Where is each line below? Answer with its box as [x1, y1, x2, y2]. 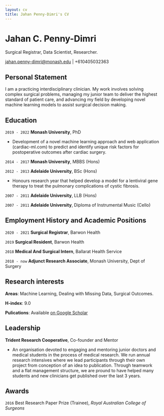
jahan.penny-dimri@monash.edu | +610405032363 [5, 59, 109, 64]
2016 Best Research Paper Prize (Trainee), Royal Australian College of [5, 400, 146, 406]
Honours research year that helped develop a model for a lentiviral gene [12, 178, 158, 184]
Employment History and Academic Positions [5, 216, 146, 224]
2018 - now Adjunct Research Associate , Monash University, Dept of [5, 258, 145, 264]
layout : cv [5, 7, 27, 12]
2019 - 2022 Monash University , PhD [5, 129, 81, 135]
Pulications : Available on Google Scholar [5, 310, 88, 316]
